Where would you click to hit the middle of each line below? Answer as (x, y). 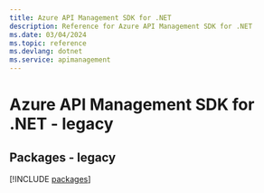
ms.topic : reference (48, 43)
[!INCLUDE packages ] (50, 179)
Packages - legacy (62, 157)
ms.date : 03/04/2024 (48, 34)
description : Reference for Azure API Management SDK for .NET (131, 26)
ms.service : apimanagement (60, 60)
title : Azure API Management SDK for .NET (90, 18)
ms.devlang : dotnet (46, 52)
